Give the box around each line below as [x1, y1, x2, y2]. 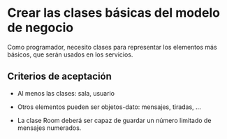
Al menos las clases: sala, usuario [17, 89, 115, 97]
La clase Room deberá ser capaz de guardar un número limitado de [17, 116, 212, 124]
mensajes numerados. [17, 124, 82, 132]
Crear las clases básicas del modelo [7, 5, 220, 21]
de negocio [7, 20, 74, 36]
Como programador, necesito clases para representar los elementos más [7, 43, 218, 51]
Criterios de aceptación [7, 71, 112, 82]
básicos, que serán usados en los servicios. [7, 50, 133, 59]
